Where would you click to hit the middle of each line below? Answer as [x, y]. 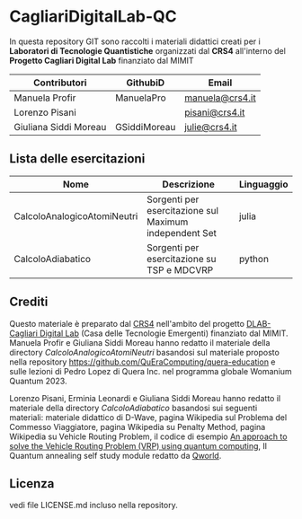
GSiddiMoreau [146, 127]
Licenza [32, 484]
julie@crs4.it [210, 127]
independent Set [182, 233]
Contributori [60, 83]
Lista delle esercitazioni [77, 159]
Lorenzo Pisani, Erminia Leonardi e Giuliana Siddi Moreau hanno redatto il [145, 398]
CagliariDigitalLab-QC [93, 17]
